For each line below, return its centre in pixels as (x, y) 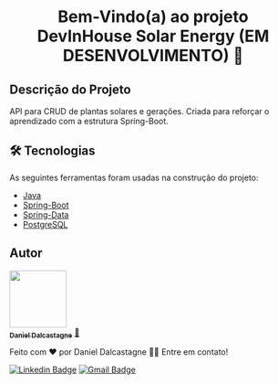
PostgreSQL (45, 224)
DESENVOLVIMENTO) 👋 (153, 56)
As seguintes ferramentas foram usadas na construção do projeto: (134, 177)
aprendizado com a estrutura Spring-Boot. (89, 121)
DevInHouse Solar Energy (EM (153, 36)
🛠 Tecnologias (52, 151)
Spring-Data (46, 214)
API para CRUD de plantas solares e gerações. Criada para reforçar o (139, 111)
